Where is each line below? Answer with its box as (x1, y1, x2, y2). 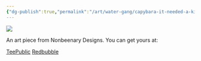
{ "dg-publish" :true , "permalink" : (6, 8, 90, 15)
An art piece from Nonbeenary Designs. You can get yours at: (6, 36, 159, 44)
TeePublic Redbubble (6, 48, 59, 55)
